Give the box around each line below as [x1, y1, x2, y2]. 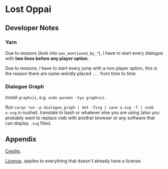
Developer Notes [5, 24, 59, 32]
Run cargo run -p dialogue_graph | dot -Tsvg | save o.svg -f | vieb [5, 104, 154, 110]
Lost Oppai [5, 4, 52, 15]
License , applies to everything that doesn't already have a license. [5, 157, 142, 164]
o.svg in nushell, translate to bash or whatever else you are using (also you [5, 110, 159, 116]
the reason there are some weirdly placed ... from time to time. [5, 70, 137, 76]
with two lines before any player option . [5, 55, 89, 61]
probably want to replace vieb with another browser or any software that [5, 115, 155, 121]
